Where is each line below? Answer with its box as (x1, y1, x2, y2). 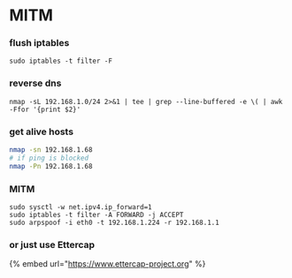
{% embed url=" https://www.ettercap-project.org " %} (9, 259, 206, 269)
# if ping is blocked (9, 154, 89, 162)
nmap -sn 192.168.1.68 (9, 146, 93, 154)
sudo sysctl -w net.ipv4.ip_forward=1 (9, 203, 152, 212)
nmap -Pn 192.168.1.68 (9, 162, 93, 170)
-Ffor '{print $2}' (9, 105, 81, 114)
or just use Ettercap (9, 238, 96, 251)
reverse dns (9, 77, 62, 89)
